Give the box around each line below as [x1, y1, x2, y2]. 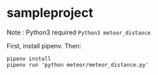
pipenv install [6, 55, 51, 62]
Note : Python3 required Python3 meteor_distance [6, 28, 151, 36]
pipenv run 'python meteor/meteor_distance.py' [6, 61, 150, 68]
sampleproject [6, 5, 93, 21]
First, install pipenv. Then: [6, 41, 82, 50]
